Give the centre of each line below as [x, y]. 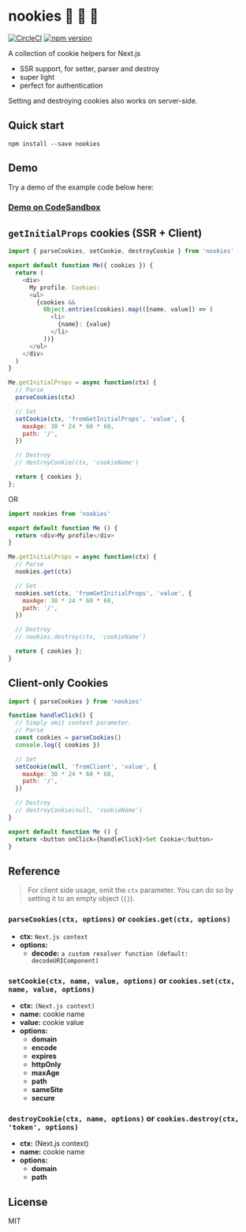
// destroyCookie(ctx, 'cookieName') [77, 463]
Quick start [36, 126]
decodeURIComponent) [65, 961]
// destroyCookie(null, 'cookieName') [79, 810]
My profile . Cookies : [65, 288]
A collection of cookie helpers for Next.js [75, 53]
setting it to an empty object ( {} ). [81, 899]
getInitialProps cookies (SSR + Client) [105, 233]
